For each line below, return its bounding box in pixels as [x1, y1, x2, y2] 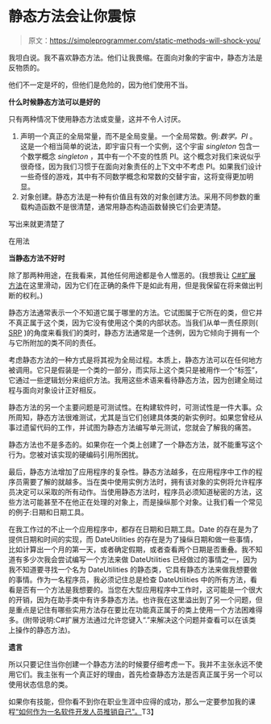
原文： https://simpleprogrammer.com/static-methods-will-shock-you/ [27, 35, 261, 45]
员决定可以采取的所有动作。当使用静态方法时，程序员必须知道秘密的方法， [8, 487, 256, 497]
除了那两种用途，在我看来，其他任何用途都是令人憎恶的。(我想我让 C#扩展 [8, 270, 256, 280]
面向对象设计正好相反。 [22, 385, 101, 395]
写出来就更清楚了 [8, 218, 65, 228]
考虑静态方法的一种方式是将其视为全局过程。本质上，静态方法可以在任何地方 [8, 355, 263, 364]
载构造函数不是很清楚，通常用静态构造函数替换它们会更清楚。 [19, 202, 226, 211]
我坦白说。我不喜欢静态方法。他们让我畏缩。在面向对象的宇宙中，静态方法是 [8, 52, 263, 62]
